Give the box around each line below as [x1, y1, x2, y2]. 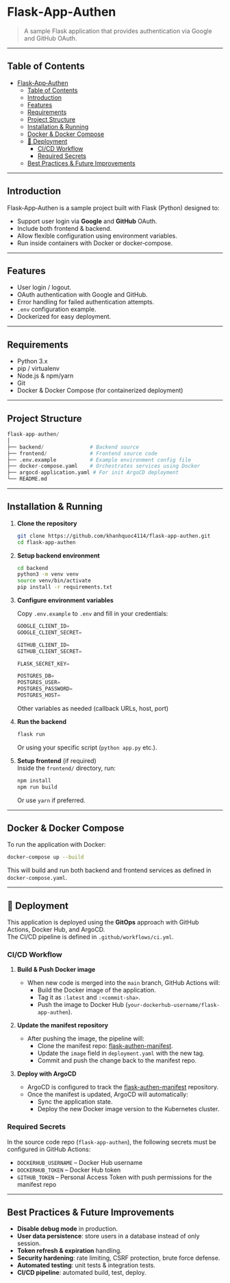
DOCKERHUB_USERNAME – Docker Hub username [16, 1158, 142, 1166]
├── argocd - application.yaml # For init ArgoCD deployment [7, 469, 179, 476]
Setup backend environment [16, 551, 101, 560]
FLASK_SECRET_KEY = [16, 660, 70, 667]
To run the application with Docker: [7, 841, 106, 849]
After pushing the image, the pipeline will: [27, 1034, 145, 1043]
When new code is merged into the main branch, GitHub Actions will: [27, 979, 220, 987]
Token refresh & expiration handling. [16, 1247, 122, 1255]
